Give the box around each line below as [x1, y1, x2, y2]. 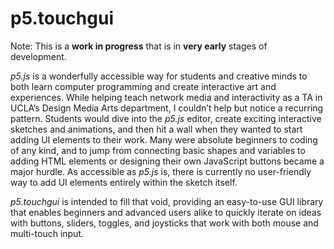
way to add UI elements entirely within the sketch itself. [10, 176, 238, 188]
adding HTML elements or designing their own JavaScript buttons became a [10, 155, 325, 167]
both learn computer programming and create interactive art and [10, 80, 277, 92]
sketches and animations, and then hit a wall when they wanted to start [10, 123, 303, 135]
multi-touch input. [10, 227, 85, 239]
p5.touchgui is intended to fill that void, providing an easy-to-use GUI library [10, 195, 324, 207]
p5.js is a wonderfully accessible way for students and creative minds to [10, 70, 308, 82]
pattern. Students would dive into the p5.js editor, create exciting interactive [10, 112, 322, 124]
